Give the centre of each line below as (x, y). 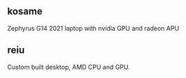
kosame (25, 11)
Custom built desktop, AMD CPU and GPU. (69, 67)
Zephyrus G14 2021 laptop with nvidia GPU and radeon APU (93, 28)
